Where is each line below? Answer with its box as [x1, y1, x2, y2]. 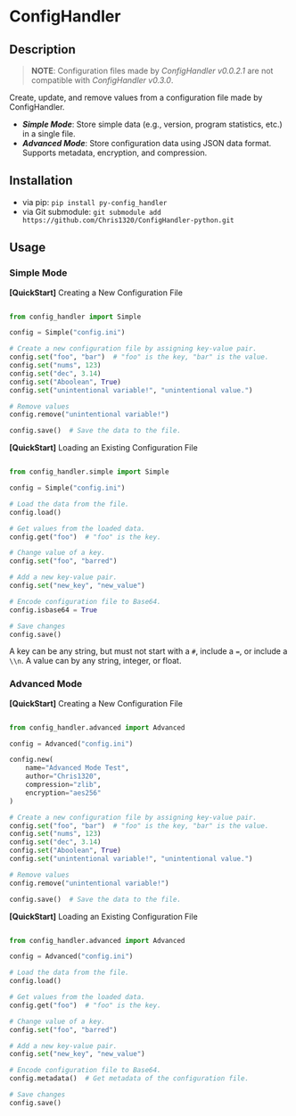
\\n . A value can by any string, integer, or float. [9, 656, 182, 666]
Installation [9, 173, 73, 188]
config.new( [9, 756, 53, 765]
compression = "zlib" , [25, 781, 102, 789]
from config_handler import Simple [9, 312, 142, 321]
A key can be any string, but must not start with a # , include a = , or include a [9, 646, 288, 657]
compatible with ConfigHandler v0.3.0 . [30, 75, 174, 86]
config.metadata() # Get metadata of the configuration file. [9, 1074, 250, 1083]
